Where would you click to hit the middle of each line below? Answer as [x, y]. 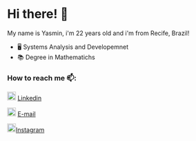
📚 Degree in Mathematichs [56, 57]
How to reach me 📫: [42, 78]
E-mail [26, 114]
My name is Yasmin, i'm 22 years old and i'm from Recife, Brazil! [98, 33]
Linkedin [29, 98]
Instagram [30, 130]
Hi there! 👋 [38, 14]
